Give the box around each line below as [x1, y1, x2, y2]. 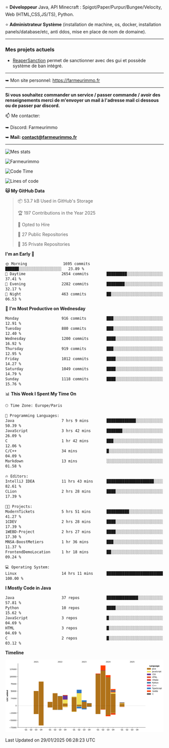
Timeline [5, 650, 24, 656]
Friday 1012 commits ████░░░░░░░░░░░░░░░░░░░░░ [5, 357, 163, 362]
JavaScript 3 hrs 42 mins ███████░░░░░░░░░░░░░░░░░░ [5, 428, 163, 433]
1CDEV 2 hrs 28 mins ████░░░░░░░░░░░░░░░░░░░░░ [5, 519, 163, 524]
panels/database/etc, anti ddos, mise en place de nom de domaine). [5, 29, 146, 34]
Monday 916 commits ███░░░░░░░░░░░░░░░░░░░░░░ [5, 316, 163, 321]
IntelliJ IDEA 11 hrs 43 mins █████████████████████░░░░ [5, 479, 163, 484]
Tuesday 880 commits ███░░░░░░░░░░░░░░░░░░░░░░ [5, 326, 163, 331]
